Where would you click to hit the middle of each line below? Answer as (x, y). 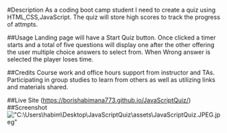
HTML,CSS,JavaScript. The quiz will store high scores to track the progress (114, 17)
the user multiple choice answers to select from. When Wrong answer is (109, 52)
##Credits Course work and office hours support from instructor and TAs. (111, 72)
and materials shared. (38, 87)
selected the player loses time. (50, 59)
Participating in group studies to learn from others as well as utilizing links (111, 80)
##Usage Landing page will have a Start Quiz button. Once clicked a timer (111, 38)
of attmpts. (23, 24)
